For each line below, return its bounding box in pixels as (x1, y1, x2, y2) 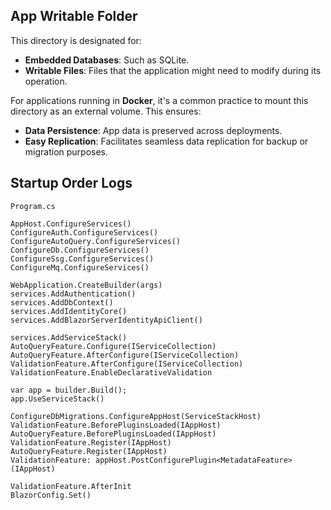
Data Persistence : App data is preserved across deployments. (24, 124, 283, 136)
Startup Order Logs (10, 175, 133, 192)
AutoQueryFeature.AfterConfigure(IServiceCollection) (10, 350, 240, 360)
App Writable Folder (10, 8, 138, 25)
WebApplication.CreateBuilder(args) (10, 280, 163, 290)
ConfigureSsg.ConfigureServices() (10, 254, 155, 264)
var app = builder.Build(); (10, 385, 128, 395)
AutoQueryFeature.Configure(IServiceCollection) (10, 341, 217, 351)
